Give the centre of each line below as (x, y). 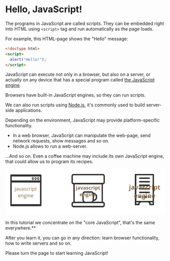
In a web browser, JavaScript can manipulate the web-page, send (82, 135)
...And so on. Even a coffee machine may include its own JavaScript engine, (85, 156)
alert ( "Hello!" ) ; (28, 60)
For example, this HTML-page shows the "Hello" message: (67, 39)
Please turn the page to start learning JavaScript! (57, 253)
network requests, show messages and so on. (61, 141)
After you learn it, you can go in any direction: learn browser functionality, (82, 238)
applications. (29, 110)
